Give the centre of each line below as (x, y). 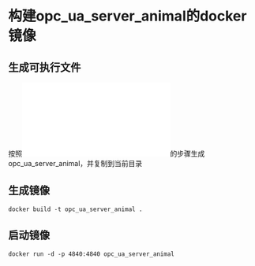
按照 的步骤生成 (107, 153)
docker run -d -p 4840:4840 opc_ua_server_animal (92, 254)
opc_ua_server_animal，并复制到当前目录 (75, 163)
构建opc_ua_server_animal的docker (127, 16)
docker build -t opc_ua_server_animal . (76, 209)
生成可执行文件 (45, 67)
